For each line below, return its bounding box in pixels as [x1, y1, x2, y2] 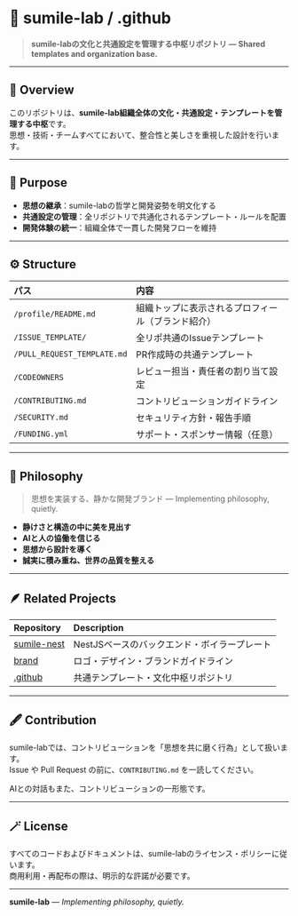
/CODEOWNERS [13, 372, 65, 383]
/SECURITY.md [13, 412, 69, 423]
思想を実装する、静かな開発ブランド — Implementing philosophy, [30, 493, 271, 505]
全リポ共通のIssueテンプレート [136, 332, 265, 345]
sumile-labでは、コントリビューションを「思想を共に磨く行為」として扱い [9, 742, 281, 753]
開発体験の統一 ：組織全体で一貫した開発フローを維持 [21, 222, 217, 233]
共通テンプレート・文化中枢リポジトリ [73, 672, 233, 683]
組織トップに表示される [136, 302, 234, 315]
